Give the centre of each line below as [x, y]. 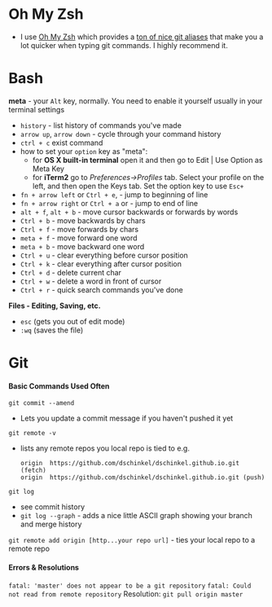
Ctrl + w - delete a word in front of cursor [91, 281]
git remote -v [33, 433]
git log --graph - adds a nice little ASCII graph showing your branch [136, 516]
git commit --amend [42, 403]
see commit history [53, 507]
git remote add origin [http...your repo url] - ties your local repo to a [132, 540]
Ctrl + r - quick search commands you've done [101, 289]
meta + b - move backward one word [82, 246]
